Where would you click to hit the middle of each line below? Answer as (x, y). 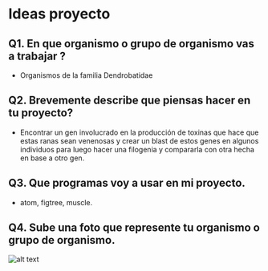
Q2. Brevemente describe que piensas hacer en (130, 101)
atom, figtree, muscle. (56, 202)
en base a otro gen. (52, 158)
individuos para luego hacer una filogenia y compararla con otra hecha (137, 149)
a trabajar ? (37, 56)
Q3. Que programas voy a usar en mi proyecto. (127, 183)
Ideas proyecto (59, 14)
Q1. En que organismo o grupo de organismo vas (132, 44)
